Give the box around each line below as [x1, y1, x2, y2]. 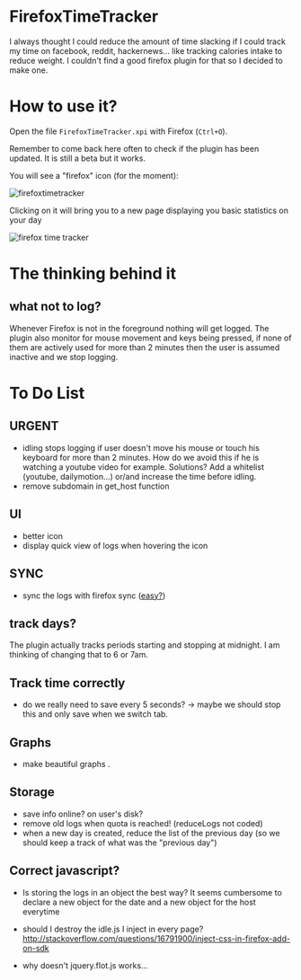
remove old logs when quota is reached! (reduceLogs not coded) [22, 817, 263, 828]
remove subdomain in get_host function [22, 481, 170, 491]
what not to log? [9, 299, 102, 314]
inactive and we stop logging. [9, 351, 119, 362]
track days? [9, 615, 76, 631]
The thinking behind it [9, 263, 177, 284]
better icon [22, 530, 63, 541]
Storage [9, 784, 56, 800]
